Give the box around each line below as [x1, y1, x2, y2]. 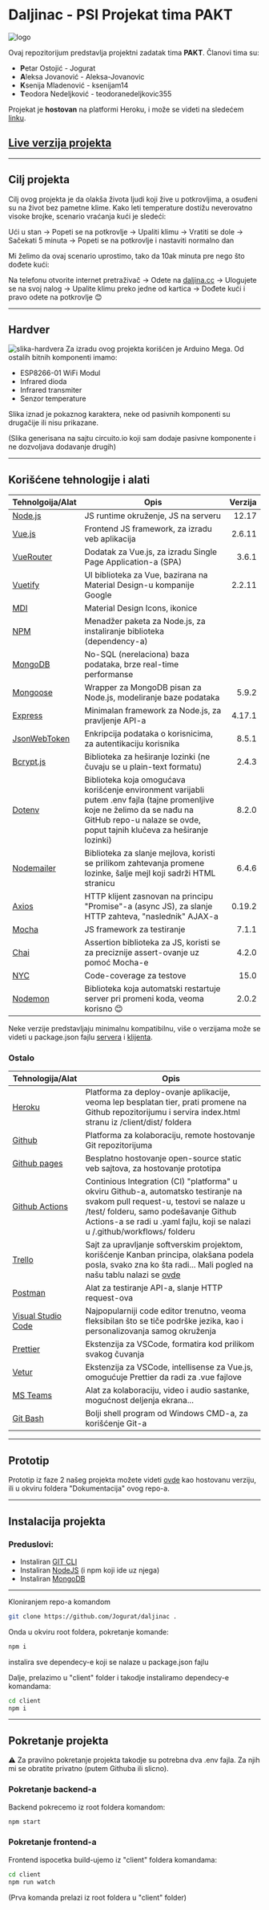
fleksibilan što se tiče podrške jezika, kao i [85, 1316, 244, 1327]
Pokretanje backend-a [8, 1784, 97, 1795]
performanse [84, 669, 134, 680]
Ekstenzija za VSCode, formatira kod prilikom [85, 1339, 255, 1350]
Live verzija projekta [8, 137, 112, 150]
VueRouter [12, 552, 53, 563]
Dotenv [12, 805, 40, 816]
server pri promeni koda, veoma [84, 994, 204, 1005]
